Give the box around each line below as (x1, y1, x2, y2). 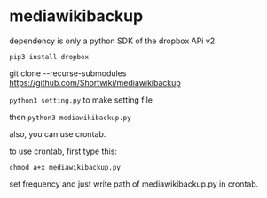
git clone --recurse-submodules (9, 68, 127, 79)
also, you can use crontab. (9, 128, 106, 139)
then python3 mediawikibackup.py (9, 111, 131, 122)
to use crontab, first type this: (9, 146, 118, 156)
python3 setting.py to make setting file (9, 95, 153, 105)
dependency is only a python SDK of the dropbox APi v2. (9, 35, 217, 46)
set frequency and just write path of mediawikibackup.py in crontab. (9, 179, 259, 189)
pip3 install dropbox (9, 52, 90, 61)
